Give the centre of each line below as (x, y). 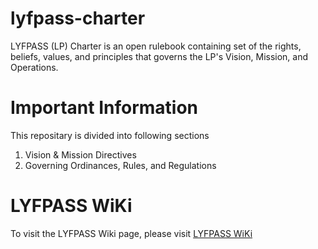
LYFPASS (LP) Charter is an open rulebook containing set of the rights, (156, 46)
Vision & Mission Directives (80, 154)
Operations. (34, 67)
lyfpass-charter (78, 18)
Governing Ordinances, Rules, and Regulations (120, 165)
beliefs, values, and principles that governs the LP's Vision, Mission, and (159, 56)
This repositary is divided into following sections (110, 135)
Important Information (104, 108)
